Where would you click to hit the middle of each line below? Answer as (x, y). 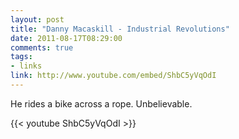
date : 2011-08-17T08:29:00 (66, 38)
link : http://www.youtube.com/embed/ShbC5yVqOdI (113, 76)
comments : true (42, 47)
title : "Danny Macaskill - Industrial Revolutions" (120, 29)
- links (26, 66)
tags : (21, 57)
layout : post (37, 19)
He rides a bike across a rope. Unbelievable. (101, 103)
